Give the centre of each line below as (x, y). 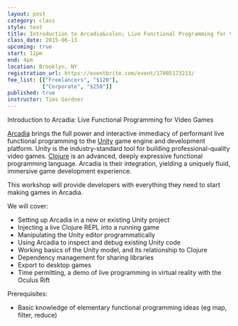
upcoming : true (30, 47)
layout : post (27, 14)
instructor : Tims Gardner (45, 100)
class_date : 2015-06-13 (42, 40)
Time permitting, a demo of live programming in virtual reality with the (119, 272)
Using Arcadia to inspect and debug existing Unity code (99, 242)
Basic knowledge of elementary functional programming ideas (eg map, (122, 308)
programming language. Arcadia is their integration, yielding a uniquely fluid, (119, 163)
